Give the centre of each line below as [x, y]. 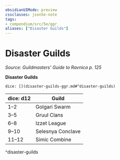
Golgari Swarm [53, 107]
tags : [11, 19]
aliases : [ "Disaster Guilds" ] [37, 29]
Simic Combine [53, 140]
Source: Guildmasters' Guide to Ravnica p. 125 [53, 67]
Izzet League [51, 123]
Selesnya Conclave [58, 131]
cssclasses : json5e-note [31, 15]
